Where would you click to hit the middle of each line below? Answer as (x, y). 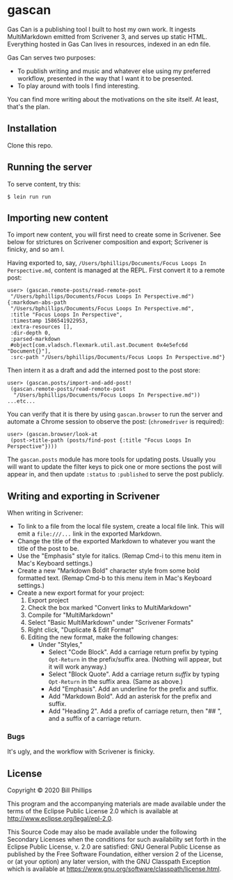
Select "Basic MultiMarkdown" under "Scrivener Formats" (111, 623)
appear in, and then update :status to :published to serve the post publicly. (116, 474)
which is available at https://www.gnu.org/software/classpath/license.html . (114, 869)
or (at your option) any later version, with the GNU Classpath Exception (109, 862)
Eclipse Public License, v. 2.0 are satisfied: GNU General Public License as (114, 847)
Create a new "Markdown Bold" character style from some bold (109, 571)
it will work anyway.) (78, 667)
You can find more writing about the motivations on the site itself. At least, (113, 99)
